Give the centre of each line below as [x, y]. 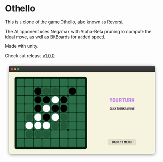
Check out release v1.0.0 [30, 55]
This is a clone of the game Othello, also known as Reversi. [64, 22]
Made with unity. [22, 46]
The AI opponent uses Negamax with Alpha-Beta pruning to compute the [78, 31]
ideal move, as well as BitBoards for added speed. [55, 37]
